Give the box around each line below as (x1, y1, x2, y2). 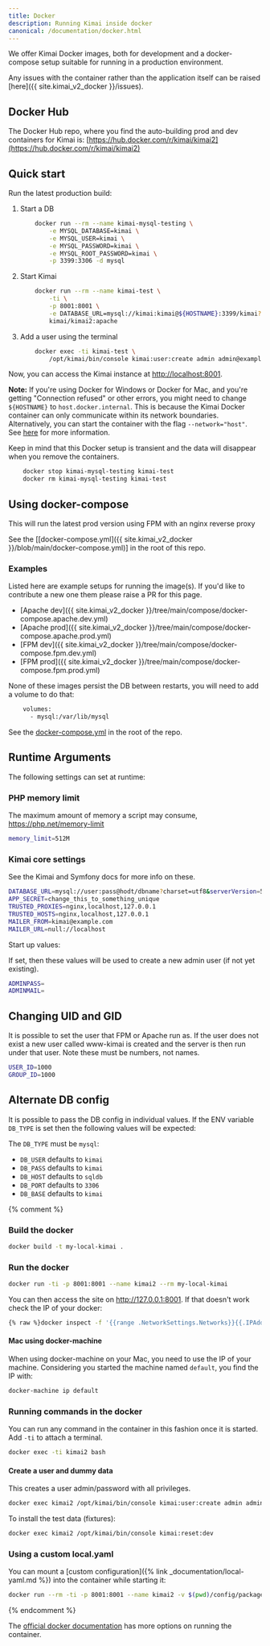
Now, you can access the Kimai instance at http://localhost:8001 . (8, 369, 223, 379)
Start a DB (19, 204, 55, 214)
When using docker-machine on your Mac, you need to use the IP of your (8, 1354, 252, 1364)
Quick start (8, 167, 66, 181)
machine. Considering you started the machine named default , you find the (8, 1363, 259, 1373)
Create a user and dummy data (8, 1465, 114, 1475)
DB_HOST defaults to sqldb (19, 1171, 103, 1181)
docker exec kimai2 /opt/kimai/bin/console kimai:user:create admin (8, 1499, 243, 1507)
